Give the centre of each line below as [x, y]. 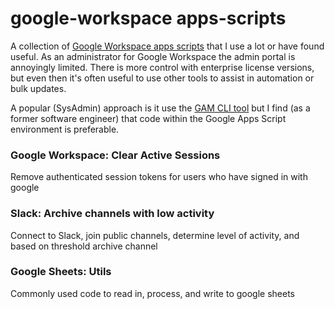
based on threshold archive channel [84, 246]
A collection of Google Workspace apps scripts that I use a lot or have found [167, 46]
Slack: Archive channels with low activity [112, 214]
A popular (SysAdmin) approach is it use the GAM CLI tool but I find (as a [160, 108]
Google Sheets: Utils [61, 272]
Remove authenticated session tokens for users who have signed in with [159, 177]
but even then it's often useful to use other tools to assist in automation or [162, 78]
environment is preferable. [65, 129]
